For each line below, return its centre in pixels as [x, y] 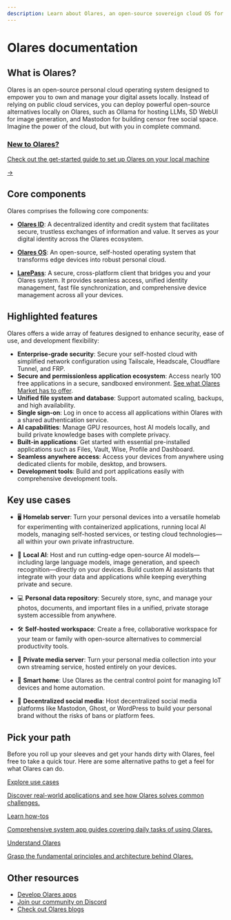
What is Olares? [42, 73]
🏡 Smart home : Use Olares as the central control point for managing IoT [119, 681]
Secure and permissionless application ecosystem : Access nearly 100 [119, 376]
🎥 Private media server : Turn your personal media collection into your [117, 660]
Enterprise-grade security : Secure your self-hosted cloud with [107, 354]
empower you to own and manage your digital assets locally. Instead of [108, 97]
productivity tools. [43, 646]
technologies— [200, 534]
